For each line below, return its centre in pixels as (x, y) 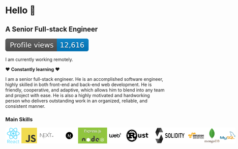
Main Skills (19, 119)
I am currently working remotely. (39, 59)
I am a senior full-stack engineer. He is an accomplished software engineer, (84, 79)
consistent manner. (25, 106)
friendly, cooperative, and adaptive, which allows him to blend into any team (85, 90)
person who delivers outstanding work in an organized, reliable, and (76, 101)
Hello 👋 (20, 10)
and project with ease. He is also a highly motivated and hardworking (78, 95)
